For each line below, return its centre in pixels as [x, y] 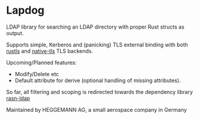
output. [15, 33]
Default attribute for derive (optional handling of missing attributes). [98, 80]
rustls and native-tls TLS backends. [50, 51]
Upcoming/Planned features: [41, 62]
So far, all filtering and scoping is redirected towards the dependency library [99, 92]
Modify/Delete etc [37, 74]
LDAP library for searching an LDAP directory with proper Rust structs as [95, 27]
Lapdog [25, 10]
